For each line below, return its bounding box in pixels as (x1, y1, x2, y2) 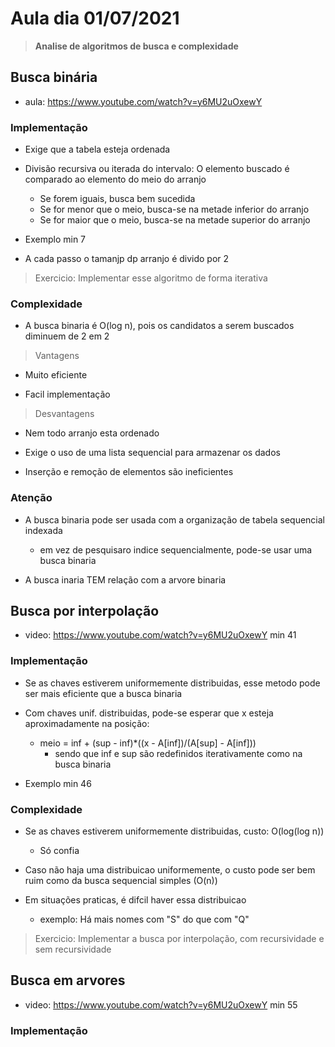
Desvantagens (34, 408, 95, 420)
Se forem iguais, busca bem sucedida (39, 193, 196, 205)
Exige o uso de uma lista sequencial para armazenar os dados (24, 447, 281, 459)
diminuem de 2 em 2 (24, 330, 110, 342)
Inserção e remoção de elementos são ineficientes (24, 466, 234, 478)
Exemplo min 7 (24, 233, 87, 246)
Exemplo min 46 (24, 777, 92, 789)
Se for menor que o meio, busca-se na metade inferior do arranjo (39, 203, 310, 216)
